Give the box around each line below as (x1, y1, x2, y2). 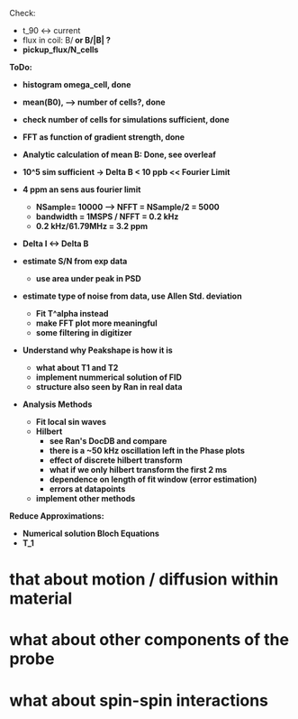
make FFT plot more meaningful (35, 318, 158, 328)
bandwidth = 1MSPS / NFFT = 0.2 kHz (35, 211, 179, 222)
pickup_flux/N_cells (22, 44, 99, 55)
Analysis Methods (22, 399, 93, 410)
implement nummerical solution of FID (35, 372, 183, 383)
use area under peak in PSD (35, 273, 141, 283)
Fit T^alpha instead (35, 309, 109, 318)
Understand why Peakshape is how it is (22, 345, 173, 355)
